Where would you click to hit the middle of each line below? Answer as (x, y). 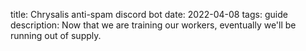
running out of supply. (56, 35)
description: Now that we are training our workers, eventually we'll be (153, 25)
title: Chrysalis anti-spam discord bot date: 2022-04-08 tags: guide (149, 14)
